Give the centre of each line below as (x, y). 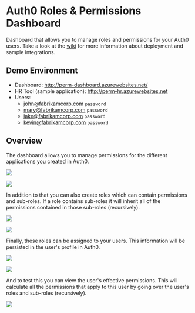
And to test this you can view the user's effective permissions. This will (92, 280)
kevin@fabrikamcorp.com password (66, 122)
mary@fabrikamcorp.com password (65, 109)
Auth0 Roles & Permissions (74, 11)
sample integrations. (31, 52)
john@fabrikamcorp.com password (65, 104)
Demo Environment (42, 71)
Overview (24, 141)
